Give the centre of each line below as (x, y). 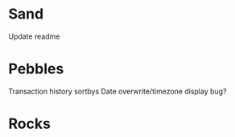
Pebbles (36, 69)
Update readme (34, 36)
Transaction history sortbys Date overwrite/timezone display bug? (117, 91)
